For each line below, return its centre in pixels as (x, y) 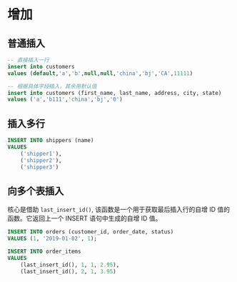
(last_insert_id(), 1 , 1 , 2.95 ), (70, 265)
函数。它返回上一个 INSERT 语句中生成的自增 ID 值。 (85, 218)
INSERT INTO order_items (44, 251)
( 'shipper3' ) (40, 167)
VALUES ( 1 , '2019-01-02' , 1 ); (52, 239)
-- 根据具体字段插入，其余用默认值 (52, 86)
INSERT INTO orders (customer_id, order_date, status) (91, 232)
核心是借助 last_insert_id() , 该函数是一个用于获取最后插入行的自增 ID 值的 (119, 210)
